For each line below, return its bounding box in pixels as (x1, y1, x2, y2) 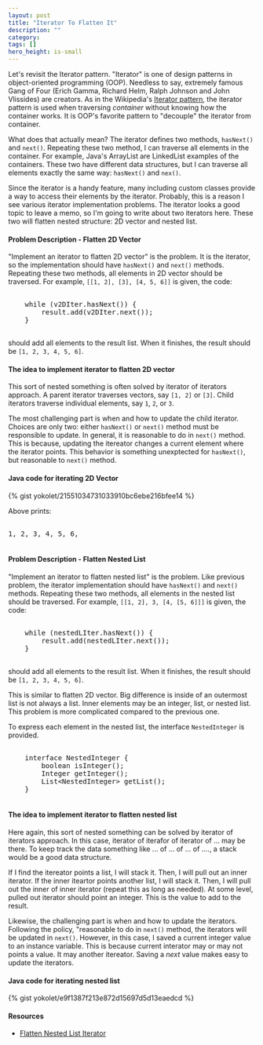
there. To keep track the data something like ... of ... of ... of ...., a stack (8, 844, 237, 854)
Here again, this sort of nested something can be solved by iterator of (8, 828, 233, 837)
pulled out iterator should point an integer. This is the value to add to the (8, 893, 242, 902)
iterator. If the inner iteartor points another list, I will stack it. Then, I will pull (8, 876, 251, 886)
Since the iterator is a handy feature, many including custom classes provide (8, 184, 256, 192)
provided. (8, 730, 39, 740)
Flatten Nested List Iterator (19, 1029, 106, 1038)
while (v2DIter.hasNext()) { (24, 300, 137, 309)
